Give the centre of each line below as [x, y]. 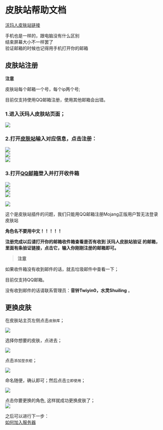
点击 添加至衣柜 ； [21, 360]
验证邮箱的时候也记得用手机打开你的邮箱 [47, 48]
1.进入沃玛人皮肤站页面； [35, 114]
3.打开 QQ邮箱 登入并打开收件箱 [42, 173]
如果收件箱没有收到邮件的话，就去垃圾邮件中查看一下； [62, 269]
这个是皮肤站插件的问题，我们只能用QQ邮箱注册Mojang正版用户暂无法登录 [82, 214]
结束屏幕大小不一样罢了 [29, 42]
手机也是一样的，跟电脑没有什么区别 [42, 35]
